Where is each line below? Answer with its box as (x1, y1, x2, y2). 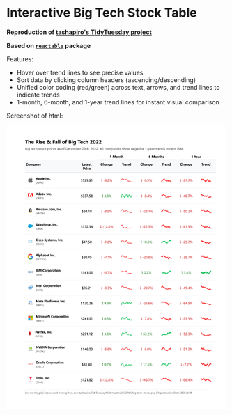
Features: (6, 54, 34, 63)
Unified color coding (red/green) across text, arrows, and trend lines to (16, 83, 220, 91)
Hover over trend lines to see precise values (16, 68, 144, 77)
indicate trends (16, 91, 60, 99)
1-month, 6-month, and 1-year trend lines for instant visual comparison (16, 97, 220, 106)
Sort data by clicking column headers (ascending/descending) (16, 75, 196, 84)
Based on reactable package (6, 41, 91, 49)
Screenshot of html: (6, 111, 63, 120)
